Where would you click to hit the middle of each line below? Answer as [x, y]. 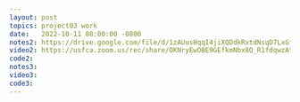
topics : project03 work [54, 26]
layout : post [33, 17]
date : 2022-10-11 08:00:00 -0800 [75, 34]
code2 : [21, 59]
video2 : [24, 51]
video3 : [24, 75]
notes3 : [24, 67]
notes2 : [24, 42]
